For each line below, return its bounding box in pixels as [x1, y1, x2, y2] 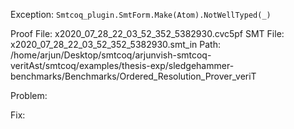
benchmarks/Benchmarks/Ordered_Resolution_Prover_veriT [10, 70, 257, 82]
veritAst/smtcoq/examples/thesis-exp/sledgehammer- [10, 60, 235, 71]
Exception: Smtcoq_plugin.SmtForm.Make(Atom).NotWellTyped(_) [10, 9, 272, 20]
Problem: [10, 90, 48, 101]
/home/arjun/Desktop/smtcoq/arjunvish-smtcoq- [10, 49, 212, 61]
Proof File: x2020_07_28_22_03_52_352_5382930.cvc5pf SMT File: [10, 28, 285, 39]
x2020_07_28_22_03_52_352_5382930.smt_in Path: [10, 39, 221, 50]
